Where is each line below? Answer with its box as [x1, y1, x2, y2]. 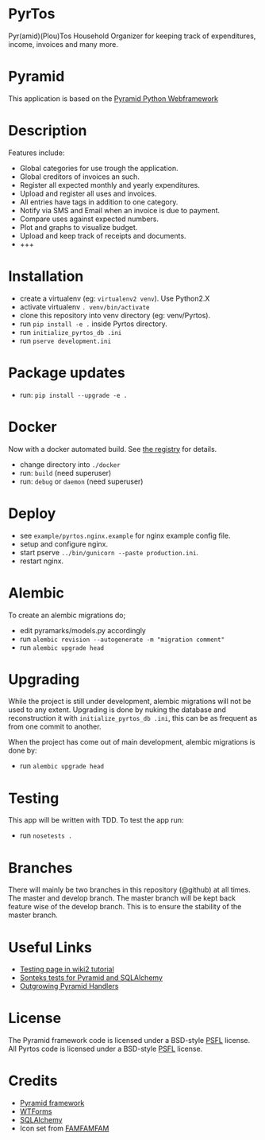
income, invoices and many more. [8, 39, 119, 49]
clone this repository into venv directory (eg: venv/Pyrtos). [19, 310, 211, 320]
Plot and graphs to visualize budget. [19, 222, 138, 232]
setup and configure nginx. [19, 539, 109, 549]
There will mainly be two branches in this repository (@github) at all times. [8, 885, 252, 895]
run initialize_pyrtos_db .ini [19, 327, 122, 337]
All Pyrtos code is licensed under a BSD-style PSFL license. [8, 1044, 203, 1054]
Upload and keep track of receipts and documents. [19, 231, 186, 240]
